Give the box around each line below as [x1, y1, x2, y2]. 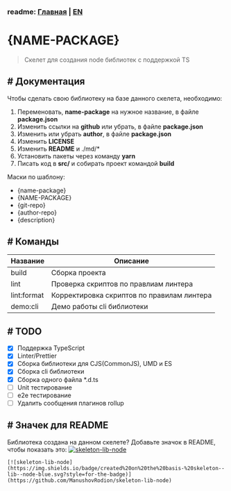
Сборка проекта [51, 268, 106, 278]
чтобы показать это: [7, 445, 67, 453]
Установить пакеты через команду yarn [17, 151, 136, 160]
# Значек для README [7, 419, 109, 431]
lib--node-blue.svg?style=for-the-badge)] [7, 471, 132, 478]
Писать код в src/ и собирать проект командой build [17, 159, 175, 167]
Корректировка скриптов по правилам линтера [51, 290, 212, 300]
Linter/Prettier [17, 351, 57, 360]
